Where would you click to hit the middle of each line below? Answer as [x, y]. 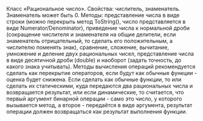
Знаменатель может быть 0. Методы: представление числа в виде [93, 15]
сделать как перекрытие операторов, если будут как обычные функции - [102, 73]
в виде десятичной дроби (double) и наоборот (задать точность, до [94, 60]
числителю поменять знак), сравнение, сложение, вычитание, [88, 47]
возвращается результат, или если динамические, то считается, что [95, 92]
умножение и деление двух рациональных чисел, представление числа [100, 54]
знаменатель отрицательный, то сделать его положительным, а [90, 41]
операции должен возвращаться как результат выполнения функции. [97, 112]
